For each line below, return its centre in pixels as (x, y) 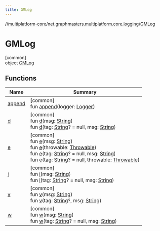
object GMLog (20, 63)
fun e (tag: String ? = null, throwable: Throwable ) (85, 160)
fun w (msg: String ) (52, 215)
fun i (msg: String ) (51, 174)
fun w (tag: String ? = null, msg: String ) (74, 221)
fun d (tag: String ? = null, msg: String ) (73, 127)
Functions (21, 78)
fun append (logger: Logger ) (63, 107)
